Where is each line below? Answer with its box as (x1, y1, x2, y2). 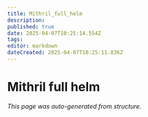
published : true (7, 23, 54, 30)
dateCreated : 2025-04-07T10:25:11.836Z (7, 49, 124, 56)
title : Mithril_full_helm (7, 10, 82, 17)
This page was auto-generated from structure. (7, 102, 142, 110)
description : (7, 17, 45, 24)
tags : (7, 36, 23, 43)
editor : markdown (7, 42, 58, 49)
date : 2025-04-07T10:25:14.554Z (7, 29, 101, 37)
